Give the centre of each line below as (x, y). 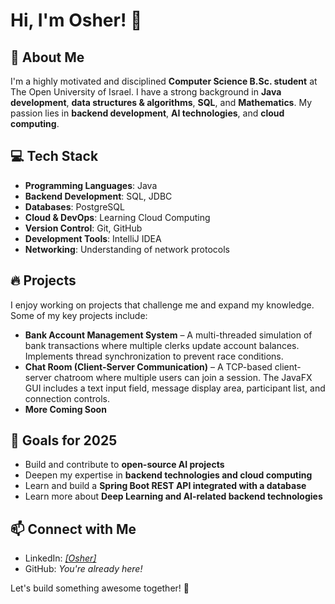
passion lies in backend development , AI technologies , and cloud (147, 113)
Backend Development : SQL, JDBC (98, 196)
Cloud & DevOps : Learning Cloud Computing (117, 217)
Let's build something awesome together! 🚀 (100, 588)
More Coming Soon (65, 409)
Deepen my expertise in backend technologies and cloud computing (168, 475)
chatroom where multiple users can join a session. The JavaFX (183, 377)
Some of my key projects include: (79, 315)
